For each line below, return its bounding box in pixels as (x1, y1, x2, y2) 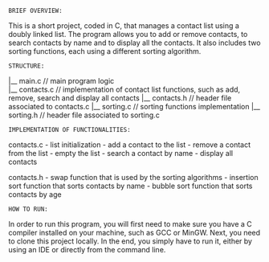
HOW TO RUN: (8, 205, 48, 213)
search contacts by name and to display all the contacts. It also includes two (8, 38, 261, 47)
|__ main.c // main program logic (8, 76, 115, 85)
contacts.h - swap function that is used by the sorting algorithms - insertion (8, 173, 259, 182)
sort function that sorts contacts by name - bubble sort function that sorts (8, 181, 253, 190)
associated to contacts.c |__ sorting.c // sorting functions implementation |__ (8, 102, 261, 111)
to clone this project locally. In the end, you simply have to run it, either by (8, 236, 253, 246)
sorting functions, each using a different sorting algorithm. (8, 47, 202, 55)
